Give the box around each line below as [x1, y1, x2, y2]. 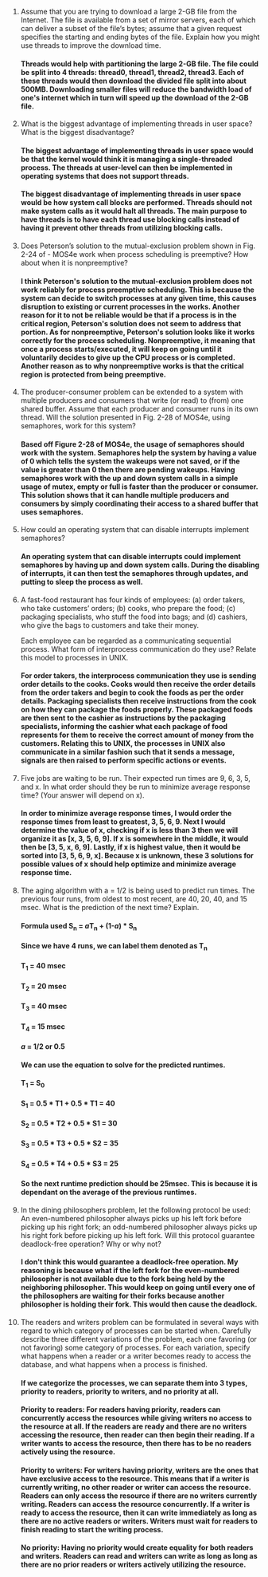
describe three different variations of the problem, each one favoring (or [20, 1334, 258, 1343]
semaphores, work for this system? [20, 421, 136, 431]
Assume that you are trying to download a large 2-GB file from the [20, 7, 238, 16]
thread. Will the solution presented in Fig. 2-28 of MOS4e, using [20, 412, 231, 422]
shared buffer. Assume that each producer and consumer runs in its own [20, 404, 259, 414]
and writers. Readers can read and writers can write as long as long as [20, 1551, 258, 1561]
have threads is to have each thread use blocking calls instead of [20, 215, 240, 224]
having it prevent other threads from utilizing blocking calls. [20, 223, 223, 233]
